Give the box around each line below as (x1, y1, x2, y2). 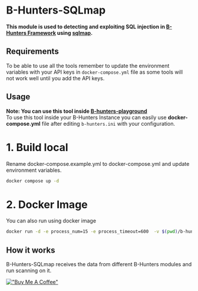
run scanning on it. (6, 267, 52, 274)
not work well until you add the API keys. (6, 74, 105, 81)
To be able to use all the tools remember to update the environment (6, 62, 170, 69)
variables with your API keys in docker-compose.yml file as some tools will (6, 68, 183, 76)
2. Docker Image (6, 198, 88, 211)
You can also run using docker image (6, 217, 96, 224)
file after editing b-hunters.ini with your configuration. (41, 120, 176, 127)
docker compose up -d (6, 178, 60, 184)
